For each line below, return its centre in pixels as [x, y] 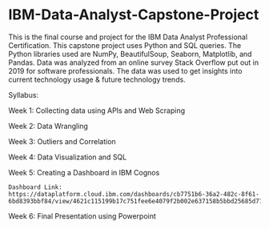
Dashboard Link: [35, 187]
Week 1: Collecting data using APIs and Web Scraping [97, 110]
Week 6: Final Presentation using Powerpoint [82, 216]
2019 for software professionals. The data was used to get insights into [125, 70]
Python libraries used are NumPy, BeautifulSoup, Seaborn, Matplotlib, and [130, 54]
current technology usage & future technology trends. [97, 79]
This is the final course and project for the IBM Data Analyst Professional [128, 37]
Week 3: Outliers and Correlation [62, 141]
